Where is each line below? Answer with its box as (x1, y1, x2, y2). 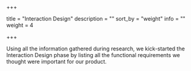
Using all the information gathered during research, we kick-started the (6, 45, 185, 52)
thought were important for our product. (6, 58, 107, 65)
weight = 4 (6, 22, 34, 29)
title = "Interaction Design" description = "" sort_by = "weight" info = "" (6, 15, 186, 22)
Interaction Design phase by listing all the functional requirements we (6, 52, 180, 58)
